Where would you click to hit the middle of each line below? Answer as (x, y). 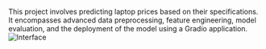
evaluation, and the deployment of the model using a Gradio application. (128, 29)
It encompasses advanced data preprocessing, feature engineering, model (132, 20)
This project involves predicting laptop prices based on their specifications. (133, 12)
